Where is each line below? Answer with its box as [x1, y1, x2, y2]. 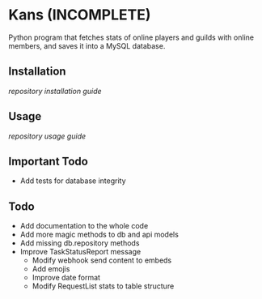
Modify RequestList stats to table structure [32, 281, 175, 291]
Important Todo [8, 154, 89, 168]
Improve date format [32, 273, 101, 283]
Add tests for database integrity [19, 176, 127, 186]
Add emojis [32, 264, 70, 274]
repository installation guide [8, 86, 103, 96]
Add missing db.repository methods [19, 238, 140, 248]
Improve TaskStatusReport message [19, 247, 142, 257]
